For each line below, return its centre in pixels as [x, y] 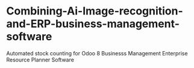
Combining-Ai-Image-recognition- [95, 11]
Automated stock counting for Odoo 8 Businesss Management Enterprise [97, 53]
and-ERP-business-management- [93, 24]
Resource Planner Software [40, 60]
